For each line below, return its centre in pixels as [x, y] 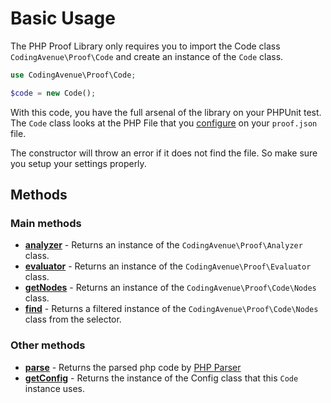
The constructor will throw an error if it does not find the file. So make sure [164, 153]
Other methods [48, 345]
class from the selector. [73, 319]
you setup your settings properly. [78, 163]
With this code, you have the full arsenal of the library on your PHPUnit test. [166, 112]
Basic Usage [63, 18]
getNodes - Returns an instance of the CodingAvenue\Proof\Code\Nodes [170, 288]
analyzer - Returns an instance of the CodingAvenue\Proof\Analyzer [163, 245]
